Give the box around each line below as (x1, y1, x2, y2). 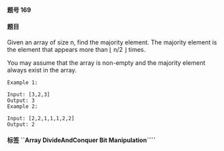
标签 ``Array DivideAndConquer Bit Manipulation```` (7, 136, 156, 144)
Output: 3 (7, 97, 36, 104)
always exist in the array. (7, 66, 77, 74)
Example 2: (7, 102, 38, 110)
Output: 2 (7, 121, 36, 128)
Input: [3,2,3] (7, 91, 51, 98)
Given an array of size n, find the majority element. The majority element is (7, 38, 217, 46)
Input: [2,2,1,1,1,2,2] (7, 115, 75, 122)
